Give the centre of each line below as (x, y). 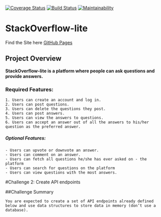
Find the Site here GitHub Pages (39, 42)
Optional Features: (25, 138)
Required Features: (29, 89)
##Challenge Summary (30, 192)
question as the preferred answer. (43, 127)
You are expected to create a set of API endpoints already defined (79, 201)
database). (17, 210)
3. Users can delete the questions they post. (56, 109)
